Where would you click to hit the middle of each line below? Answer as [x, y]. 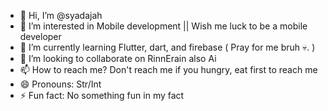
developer [40, 36]
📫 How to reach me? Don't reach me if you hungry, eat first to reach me [168, 69]
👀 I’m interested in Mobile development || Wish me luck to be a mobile [163, 26]
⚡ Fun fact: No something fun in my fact [102, 95]
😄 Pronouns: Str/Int [60, 84]
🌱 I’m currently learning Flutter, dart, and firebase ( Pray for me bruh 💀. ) [167, 47]
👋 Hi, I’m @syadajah [61, 15]
